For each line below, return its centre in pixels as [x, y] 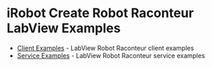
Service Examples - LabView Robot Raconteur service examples [111, 56]
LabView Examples [64, 28]
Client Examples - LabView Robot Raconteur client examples [105, 48]
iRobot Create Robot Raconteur [100, 13]
